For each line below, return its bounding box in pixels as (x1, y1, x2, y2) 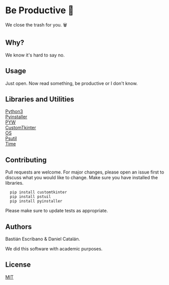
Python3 (5, 108, 23, 115)
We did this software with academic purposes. (5, 246, 103, 251)
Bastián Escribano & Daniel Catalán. (5, 236, 80, 242)
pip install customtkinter (10, 190, 67, 195)
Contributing (5, 155, 47, 164)
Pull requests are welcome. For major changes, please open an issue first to (5, 169, 164, 175)
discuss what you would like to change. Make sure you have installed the (5, 175, 158, 181)
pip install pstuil (10, 194, 51, 199)
